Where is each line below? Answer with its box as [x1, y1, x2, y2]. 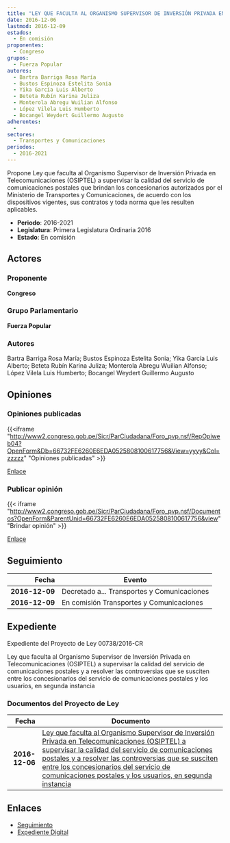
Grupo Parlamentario [7, 306, 79, 316]
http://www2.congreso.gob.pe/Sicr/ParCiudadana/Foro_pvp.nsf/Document [10, 507, 221, 516]
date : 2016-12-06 [7, 16, 57, 23]
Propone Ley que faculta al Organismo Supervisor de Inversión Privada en [7, 168, 216, 177]
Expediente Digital [16, 828, 68, 836]
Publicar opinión [7, 484, 63, 494]
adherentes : [7, 118, 41, 125]
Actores [7, 253, 42, 264]
